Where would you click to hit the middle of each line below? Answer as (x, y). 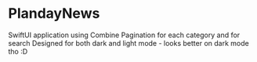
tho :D (18, 51)
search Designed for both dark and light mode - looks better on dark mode (128, 43)
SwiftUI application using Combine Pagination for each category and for (124, 35)
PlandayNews (54, 14)
